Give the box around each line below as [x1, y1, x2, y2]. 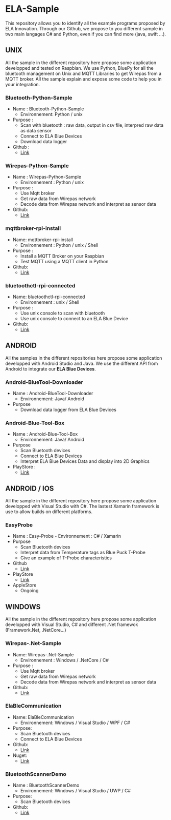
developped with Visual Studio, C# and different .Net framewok [5, 621, 138, 628]
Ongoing [20, 588, 39, 594]
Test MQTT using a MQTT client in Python [20, 258, 109, 264]
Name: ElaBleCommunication [12, 714, 74, 720]
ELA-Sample [5, 3, 59, 15]
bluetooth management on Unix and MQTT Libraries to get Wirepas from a [5, 70, 162, 76]
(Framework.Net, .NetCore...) [5, 627, 66, 633]
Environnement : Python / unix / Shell [20, 242, 99, 248]
